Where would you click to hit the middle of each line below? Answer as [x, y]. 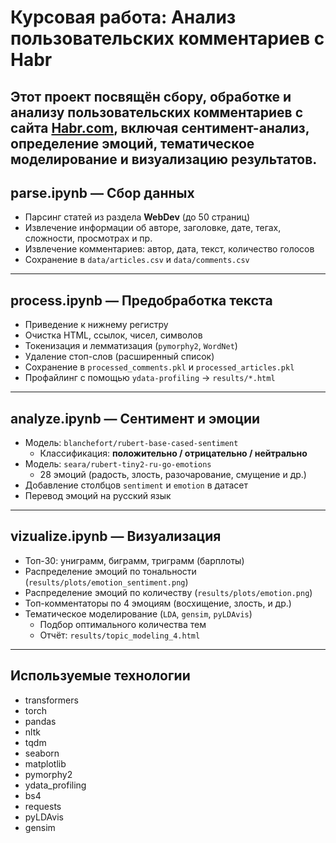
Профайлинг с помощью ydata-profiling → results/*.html [150, 378]
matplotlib [45, 763]
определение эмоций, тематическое [132, 143]
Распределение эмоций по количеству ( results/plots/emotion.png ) [168, 592]
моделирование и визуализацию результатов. [164, 159]
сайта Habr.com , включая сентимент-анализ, [160, 127]
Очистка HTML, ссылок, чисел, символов [113, 335]
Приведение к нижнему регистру [96, 325]
